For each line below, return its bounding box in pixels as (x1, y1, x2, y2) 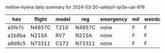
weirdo (144, 16, 161, 23)
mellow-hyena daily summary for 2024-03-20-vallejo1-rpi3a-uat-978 (5, 4, 145, 10)
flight (34, 16, 48, 23)
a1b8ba (7, 32, 26, 39)
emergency (100, 16, 128, 23)
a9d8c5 (7, 40, 26, 47)
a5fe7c (7, 24, 25, 31)
